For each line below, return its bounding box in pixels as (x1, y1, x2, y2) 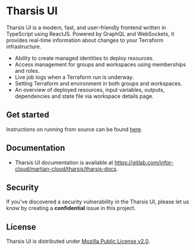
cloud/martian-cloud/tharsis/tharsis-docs (14, 165, 117, 172)
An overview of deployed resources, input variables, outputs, (14, 86, 165, 93)
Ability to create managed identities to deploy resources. (14, 54, 154, 61)
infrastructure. (6, 43, 42, 50)
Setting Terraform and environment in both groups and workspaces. (14, 79, 182, 87)
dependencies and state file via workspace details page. (14, 92, 154, 100)
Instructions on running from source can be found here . (6, 125, 143, 132)
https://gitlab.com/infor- (114, 159, 174, 166)
